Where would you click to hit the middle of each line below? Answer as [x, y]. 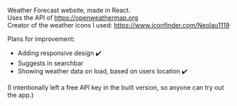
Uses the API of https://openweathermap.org [73, 18]
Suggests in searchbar [50, 63]
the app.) [21, 95]
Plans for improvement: [41, 39]
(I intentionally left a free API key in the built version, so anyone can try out [116, 87]
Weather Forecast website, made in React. [69, 10]
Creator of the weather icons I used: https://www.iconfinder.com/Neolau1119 [118, 25]
